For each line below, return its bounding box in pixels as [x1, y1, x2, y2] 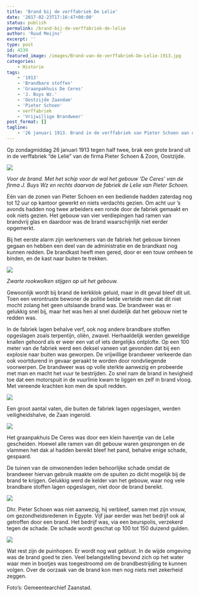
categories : [6, 58, 36, 64]
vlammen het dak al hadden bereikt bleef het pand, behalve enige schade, [6, 446, 188, 454]
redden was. [6, 314, 37, 321]
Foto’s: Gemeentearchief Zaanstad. [6, 584, 92, 591]
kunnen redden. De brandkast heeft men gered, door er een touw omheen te [6, 248, 193, 256]
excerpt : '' [6, 36, 36, 42]
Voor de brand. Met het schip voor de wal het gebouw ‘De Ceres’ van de [6, 175, 184, 182]
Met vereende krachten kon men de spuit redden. [6, 382, 128, 389]
